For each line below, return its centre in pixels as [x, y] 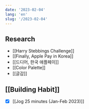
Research [20, 39]
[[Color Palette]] [29, 68]
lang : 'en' [16, 14]
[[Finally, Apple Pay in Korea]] [43, 56]
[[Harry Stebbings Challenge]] [43, 51]
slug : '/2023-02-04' [27, 19]
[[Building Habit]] [32, 89]
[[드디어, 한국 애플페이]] [36, 62]
